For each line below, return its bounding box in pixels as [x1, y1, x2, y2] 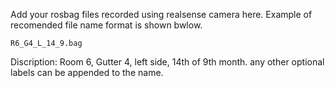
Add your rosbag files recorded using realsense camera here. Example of [10, 9, 313, 20]
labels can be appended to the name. [10, 67, 164, 78]
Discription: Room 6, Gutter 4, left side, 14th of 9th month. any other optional [10, 56, 325, 68]
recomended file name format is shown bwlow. [10, 19, 203, 31]
